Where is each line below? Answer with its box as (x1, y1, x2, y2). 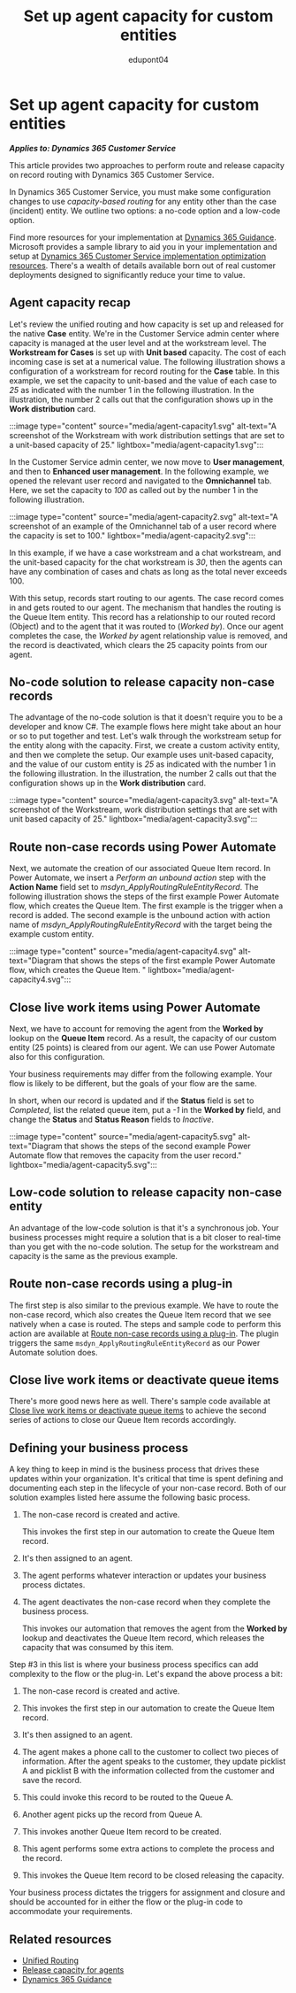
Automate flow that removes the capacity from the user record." (9, 1149, 242, 1161)
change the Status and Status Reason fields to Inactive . (9, 1114, 215, 1124)
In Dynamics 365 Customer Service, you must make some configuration (9, 186, 271, 197)
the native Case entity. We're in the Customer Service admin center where (9, 328, 280, 338)
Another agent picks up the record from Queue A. (21, 1809, 203, 1820)
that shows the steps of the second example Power (64, 1140, 252, 1151)
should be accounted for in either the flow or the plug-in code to (9, 1896, 243, 1907)
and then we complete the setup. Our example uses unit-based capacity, (9, 750, 274, 761)
